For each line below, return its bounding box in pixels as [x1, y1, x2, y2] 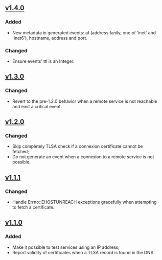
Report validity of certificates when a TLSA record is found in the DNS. [12, 249, 155, 255]
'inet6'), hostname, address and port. [12, 35, 88, 41]
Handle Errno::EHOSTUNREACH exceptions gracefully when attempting [12, 199, 157, 205]
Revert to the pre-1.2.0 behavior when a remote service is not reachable [12, 98, 158, 104]
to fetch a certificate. [12, 204, 55, 210]
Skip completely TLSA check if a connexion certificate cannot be [12, 143, 143, 149]
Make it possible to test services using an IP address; [12, 244, 120, 250]
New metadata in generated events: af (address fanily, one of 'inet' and [12, 29, 156, 36]
